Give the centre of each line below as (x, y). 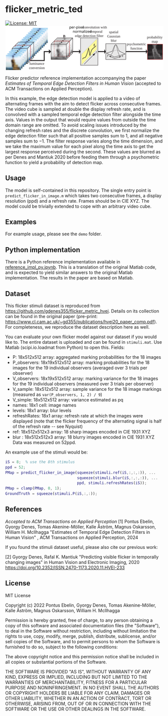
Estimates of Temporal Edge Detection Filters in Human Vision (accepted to (83, 83)
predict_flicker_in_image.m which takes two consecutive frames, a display (83, 195)
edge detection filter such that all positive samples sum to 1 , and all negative (84, 135)
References (24, 510)
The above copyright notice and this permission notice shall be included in (82, 656)
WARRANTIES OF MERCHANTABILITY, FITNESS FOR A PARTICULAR (76, 682)
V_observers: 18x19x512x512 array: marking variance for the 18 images (85, 378)
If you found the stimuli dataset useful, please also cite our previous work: (81, 547)
